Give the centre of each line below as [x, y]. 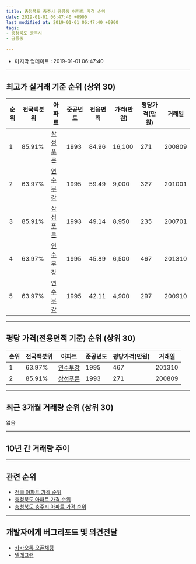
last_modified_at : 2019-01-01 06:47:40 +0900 [62, 22]
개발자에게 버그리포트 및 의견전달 [62, 533]
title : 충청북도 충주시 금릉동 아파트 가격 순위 [56, 11]
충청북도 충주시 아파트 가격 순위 [50, 507]
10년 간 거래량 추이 [38, 448]
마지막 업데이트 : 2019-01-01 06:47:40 [59, 61]
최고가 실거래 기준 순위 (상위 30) [61, 87]
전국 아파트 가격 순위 [38, 492]
